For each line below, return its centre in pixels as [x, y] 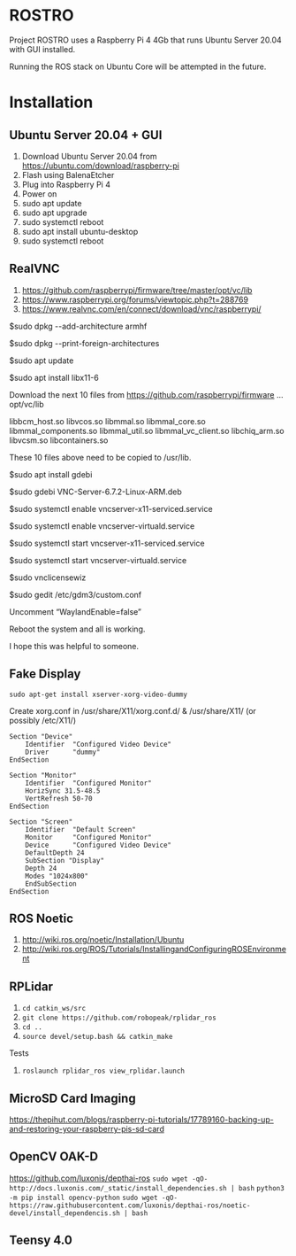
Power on [39, 194]
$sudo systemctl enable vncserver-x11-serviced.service [111, 508]
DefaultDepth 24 [55, 853]
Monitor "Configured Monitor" [88, 837]
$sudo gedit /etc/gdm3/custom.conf [76, 594]
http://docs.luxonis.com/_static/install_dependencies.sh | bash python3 [147, 1188]
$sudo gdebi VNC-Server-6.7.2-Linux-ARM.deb [96, 492]
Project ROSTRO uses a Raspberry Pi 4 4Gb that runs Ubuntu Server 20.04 [146, 40]
